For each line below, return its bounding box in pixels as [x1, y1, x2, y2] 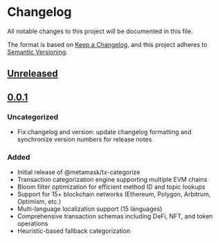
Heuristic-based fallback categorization [17, 227, 131, 235]
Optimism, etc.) [17, 198, 62, 206]
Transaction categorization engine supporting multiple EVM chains [17, 176, 208, 184]
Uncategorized [7, 112, 59, 122]
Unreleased [7, 68, 59, 80]
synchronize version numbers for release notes [17, 136, 152, 144]
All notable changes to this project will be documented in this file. [7, 27, 194, 35]
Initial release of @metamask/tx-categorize [17, 168, 140, 176]
